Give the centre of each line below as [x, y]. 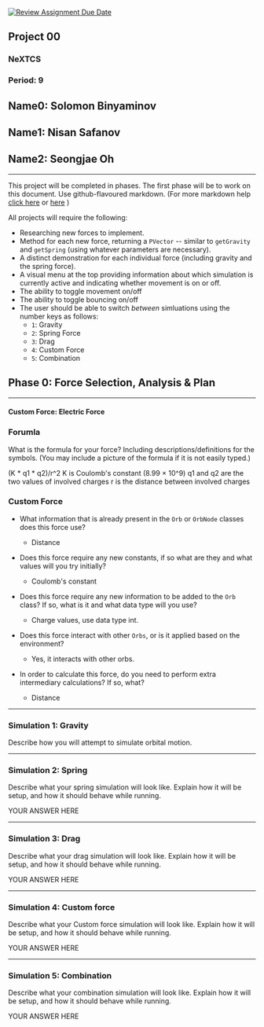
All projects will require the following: [68, 217]
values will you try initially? [63, 565]
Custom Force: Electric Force [57, 412]
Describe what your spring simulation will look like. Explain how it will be [125, 787]
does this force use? [53, 527]
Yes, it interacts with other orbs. [83, 659]
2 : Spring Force [56, 333]
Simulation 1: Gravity [48, 725]
